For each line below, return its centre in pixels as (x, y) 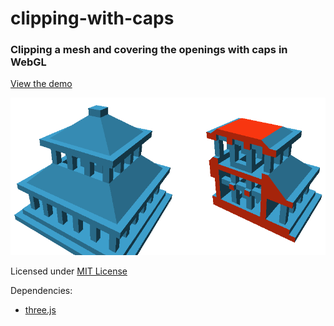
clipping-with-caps (92, 18)
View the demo (41, 84)
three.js (40, 310)
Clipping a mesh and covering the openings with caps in (149, 50)
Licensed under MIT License (69, 271)
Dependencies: (41, 291)
